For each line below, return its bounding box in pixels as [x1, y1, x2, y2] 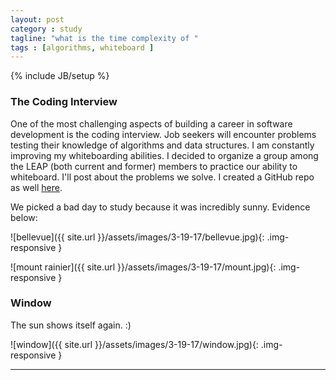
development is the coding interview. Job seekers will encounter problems [10, 128, 317, 140]
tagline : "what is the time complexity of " [10, 33, 199, 43]
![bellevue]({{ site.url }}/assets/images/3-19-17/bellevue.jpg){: [10, 231, 265, 243]
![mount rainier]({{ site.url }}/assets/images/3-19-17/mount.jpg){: [10, 261, 277, 273]
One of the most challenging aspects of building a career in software [10, 117, 293, 130]
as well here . [10, 181, 63, 193]
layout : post [10, 14, 65, 25]
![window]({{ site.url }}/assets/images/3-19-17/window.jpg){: [10, 338, 259, 350]
